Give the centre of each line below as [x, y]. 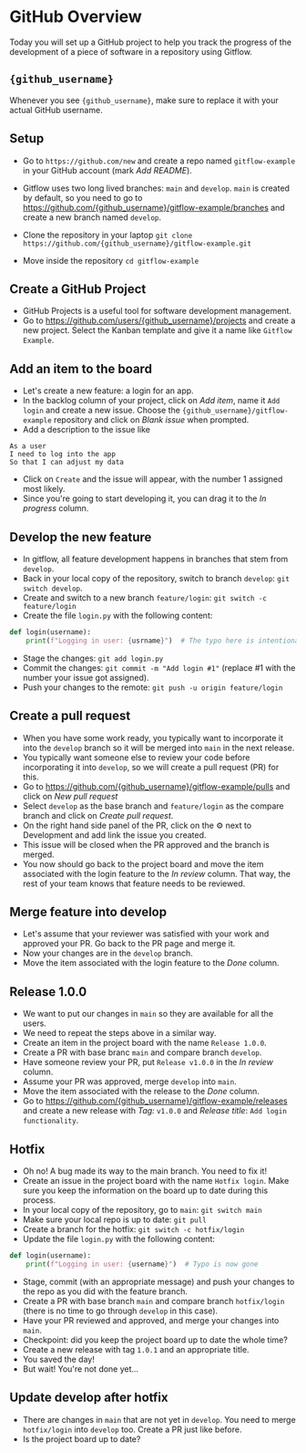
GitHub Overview [76, 17]
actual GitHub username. [56, 110]
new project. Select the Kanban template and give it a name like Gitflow [158, 330]
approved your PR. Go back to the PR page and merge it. [129, 944]
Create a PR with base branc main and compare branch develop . [142, 1052]
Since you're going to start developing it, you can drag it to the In [144, 498]
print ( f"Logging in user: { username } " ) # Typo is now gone [142, 1264]
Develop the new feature [81, 537]
